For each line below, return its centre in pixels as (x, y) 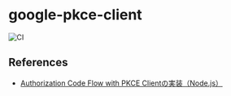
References (38, 63)
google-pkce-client (75, 15)
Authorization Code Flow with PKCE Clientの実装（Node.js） (122, 83)
